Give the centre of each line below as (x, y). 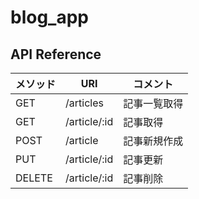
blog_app (49, 17)
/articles (84, 103)
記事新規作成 (153, 141)
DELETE (34, 178)
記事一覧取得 (153, 103)
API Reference (56, 54)
